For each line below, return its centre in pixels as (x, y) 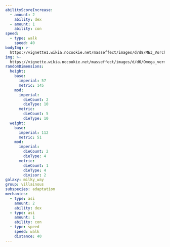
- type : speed (25, 227)
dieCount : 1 (36, 165)
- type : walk (24, 39)
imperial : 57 (32, 81)
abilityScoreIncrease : (29, 10)
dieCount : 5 (36, 114)
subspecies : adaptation (30, 189)
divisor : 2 (35, 175)
